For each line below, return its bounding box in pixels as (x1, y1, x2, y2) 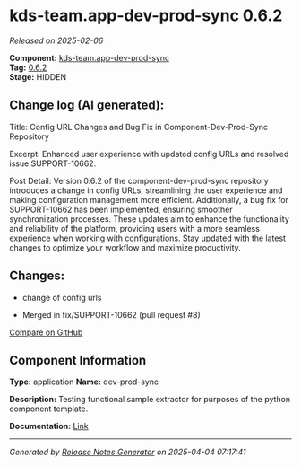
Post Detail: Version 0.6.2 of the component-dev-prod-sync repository (9, 175, 269, 186)
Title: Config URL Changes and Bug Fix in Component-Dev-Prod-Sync (9, 121, 269, 132)
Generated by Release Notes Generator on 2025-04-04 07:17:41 (9, 446, 246, 458)
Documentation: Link (9, 421, 89, 432)
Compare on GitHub (9, 327, 83, 338)
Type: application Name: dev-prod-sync (9, 376, 159, 387)
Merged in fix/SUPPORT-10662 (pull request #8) (21, 309, 201, 320)
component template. (9, 403, 89, 414)
